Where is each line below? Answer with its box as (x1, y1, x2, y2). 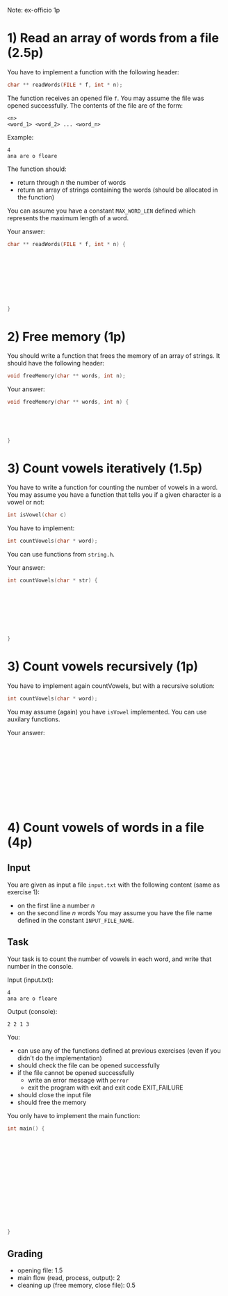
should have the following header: (7, 359, 105, 368)
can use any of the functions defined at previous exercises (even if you (17, 1046, 221, 1055)
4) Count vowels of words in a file (7, 819, 204, 835)
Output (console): (7, 1007, 58, 1015)
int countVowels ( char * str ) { (7, 577, 98, 584)
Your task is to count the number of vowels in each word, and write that (7, 955, 212, 963)
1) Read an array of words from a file (7, 31, 219, 46)
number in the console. (7, 962, 74, 970)
